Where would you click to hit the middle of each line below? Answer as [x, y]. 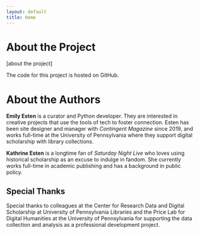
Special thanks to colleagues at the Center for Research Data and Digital [95, 206]
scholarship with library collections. [50, 142]
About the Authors [53, 99]
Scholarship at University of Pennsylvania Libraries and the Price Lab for [96, 212]
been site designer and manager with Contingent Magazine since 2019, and [100, 129]
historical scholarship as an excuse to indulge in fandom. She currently [94, 160]
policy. [14, 172]
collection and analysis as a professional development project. [83, 225]
